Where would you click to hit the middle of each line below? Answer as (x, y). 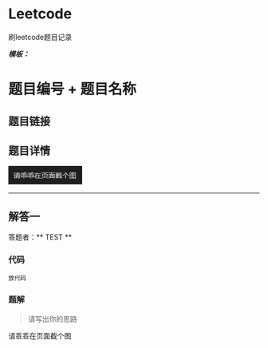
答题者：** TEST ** (40, 237)
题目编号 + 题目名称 (73, 89)
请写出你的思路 (52, 318)
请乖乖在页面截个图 (40, 335)
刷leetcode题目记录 (40, 37)
